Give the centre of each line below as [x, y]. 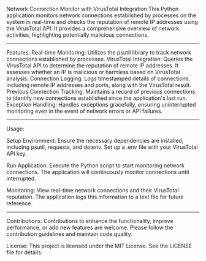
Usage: [15, 129]
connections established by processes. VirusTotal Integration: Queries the [100, 59]
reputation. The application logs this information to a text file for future [95, 197]
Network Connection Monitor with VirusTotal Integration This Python [93, 9]
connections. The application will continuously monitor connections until [98, 172]
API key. [17, 153]
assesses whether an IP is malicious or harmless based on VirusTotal [93, 72]
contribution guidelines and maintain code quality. [70, 234]
